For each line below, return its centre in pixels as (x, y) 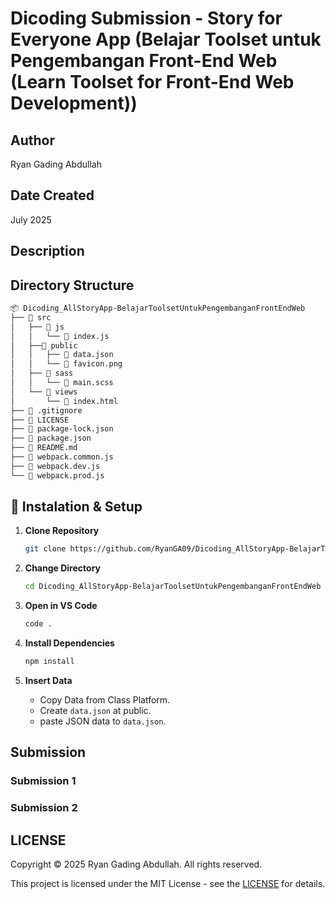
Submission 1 (43, 781)
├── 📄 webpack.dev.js (55, 466)
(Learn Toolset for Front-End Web (152, 82)
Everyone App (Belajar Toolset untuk (166, 39)
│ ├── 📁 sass (42, 373)
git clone (45, 549)
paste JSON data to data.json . (103, 721)
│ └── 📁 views (44, 392)
